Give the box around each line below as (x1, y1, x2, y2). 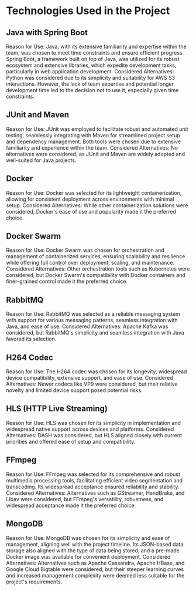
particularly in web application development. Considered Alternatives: (6, 68, 174, 75)
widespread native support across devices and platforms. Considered (6, 425, 174, 433)
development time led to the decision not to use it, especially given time (6, 87, 179, 93)
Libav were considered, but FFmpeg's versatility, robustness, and (6, 495, 164, 502)
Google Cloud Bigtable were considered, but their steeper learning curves (6, 565, 184, 573)
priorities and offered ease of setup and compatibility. (6, 438, 136, 445)
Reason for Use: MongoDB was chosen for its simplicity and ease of (6, 534, 170, 541)
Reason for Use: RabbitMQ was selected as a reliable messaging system (6, 310, 180, 318)
